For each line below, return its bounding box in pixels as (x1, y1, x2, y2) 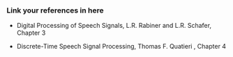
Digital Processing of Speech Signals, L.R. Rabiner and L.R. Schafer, (16, 22, 212, 30)
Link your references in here (6, 6, 104, 15)
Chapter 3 (16, 28, 46, 37)
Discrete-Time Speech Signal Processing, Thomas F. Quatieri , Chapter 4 (16, 42, 227, 51)
